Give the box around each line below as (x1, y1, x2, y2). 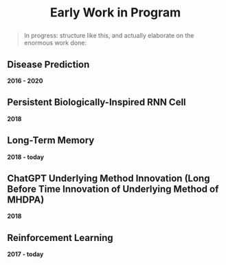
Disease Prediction (7, 58, 90, 70)
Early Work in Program (49, 5, 181, 21)
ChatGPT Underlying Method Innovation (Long (7, 173, 210, 184)
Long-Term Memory (7, 135, 95, 147)
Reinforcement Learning (7, 231, 113, 244)
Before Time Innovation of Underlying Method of (7, 184, 219, 195)
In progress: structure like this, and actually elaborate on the (23, 31, 194, 40)
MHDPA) (7, 194, 45, 206)
